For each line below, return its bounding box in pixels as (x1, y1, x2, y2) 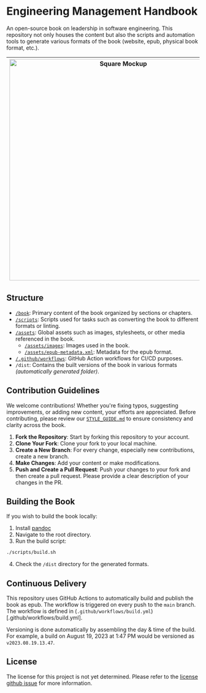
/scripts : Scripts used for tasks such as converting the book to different (15, 316, 199, 323)
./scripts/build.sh (6, 550, 56, 556)
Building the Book (6, 496, 75, 507)
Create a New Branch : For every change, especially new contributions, (15, 446, 195, 453)
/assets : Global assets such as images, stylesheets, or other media (15, 328, 185, 336)
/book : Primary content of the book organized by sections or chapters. (15, 309, 193, 316)
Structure (6, 293, 44, 303)
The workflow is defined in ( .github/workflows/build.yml (6, 608, 151, 615)
